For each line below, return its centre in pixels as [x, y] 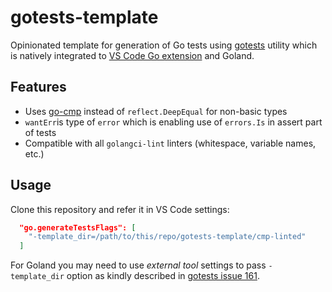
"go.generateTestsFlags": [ [78, 227]
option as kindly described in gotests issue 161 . [163, 276]
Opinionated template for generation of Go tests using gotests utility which [164, 45]
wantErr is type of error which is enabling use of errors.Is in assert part [173, 122]
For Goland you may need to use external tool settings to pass [138, 265]
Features [38, 87]
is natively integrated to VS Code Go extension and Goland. [132, 55]
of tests [40, 132]
